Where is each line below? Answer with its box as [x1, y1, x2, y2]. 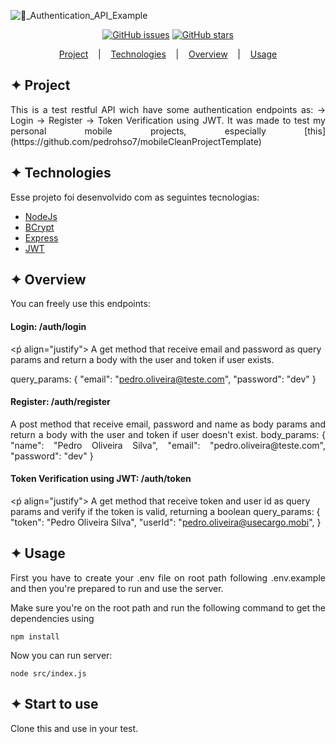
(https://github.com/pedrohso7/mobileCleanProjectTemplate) [10, 135, 262, 147]
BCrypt [24, 221, 55, 233]
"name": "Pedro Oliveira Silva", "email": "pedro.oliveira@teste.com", [10, 439, 326, 451]
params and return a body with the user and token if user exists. [10, 353, 275, 365]
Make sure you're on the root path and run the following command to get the [10, 601, 326, 614]
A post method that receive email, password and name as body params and [10, 418, 326, 430]
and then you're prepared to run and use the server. [10, 582, 224, 594]
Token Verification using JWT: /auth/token [10, 473, 192, 485]
